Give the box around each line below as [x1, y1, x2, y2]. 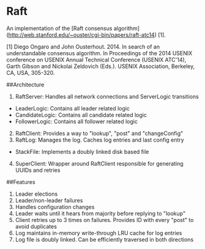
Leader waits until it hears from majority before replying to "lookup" [15, 210, 185, 217]
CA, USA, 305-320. [6, 69, 55, 76]
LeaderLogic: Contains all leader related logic [15, 104, 130, 112]
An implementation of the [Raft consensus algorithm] [6, 25, 140, 32]
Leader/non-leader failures [15, 196, 83, 204]
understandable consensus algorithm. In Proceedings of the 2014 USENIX [6, 49, 193, 56]
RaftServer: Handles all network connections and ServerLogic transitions [15, 93, 199, 100]
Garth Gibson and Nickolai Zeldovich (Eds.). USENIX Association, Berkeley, [6, 63, 195, 70]
